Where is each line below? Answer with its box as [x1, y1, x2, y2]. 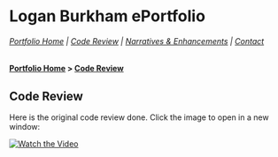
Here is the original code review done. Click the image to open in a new [9, 112, 269, 123]
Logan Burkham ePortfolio [9, 6, 206, 26]
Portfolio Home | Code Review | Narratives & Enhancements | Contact [9, 35, 265, 46]
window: [9, 122, 41, 132]
